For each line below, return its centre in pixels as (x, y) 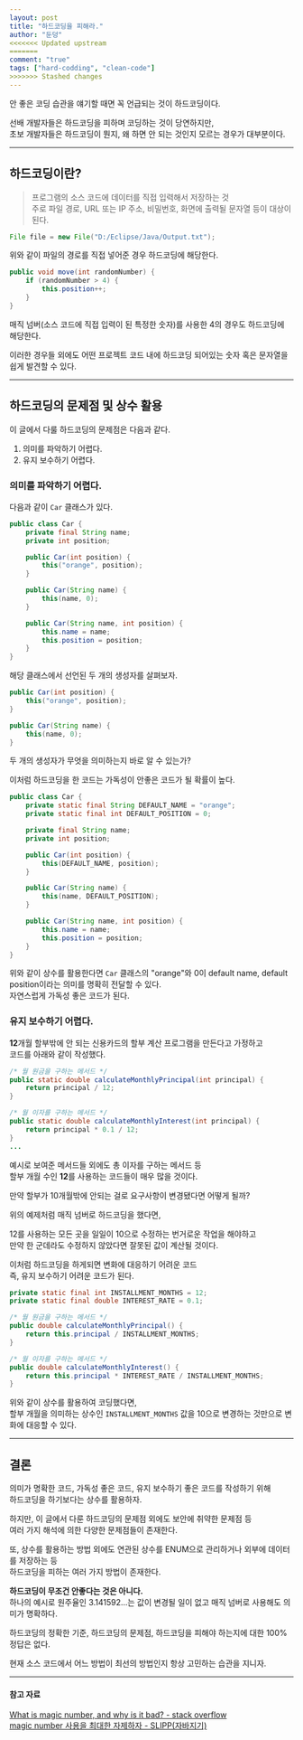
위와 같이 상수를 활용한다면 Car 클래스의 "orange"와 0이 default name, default (149, 973)
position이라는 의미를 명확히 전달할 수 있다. (86, 984)
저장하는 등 (38, 1561)
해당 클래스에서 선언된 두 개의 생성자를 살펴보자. (94, 675)
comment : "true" (40, 60)
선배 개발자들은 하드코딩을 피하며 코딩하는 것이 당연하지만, (112, 122)
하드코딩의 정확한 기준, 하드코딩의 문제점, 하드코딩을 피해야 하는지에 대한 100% (148, 1633)
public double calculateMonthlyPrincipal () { (96, 1326)
